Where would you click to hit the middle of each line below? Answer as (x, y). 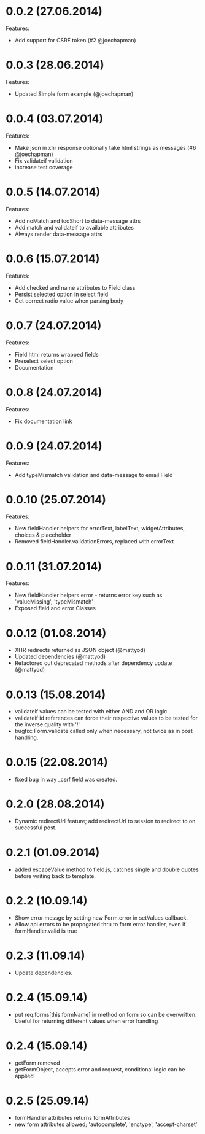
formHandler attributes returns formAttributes (72, 1117)
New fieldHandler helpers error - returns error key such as (88, 595)
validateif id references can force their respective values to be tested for (106, 718)
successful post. (36, 828)
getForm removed (37, 1063)
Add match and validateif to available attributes (74, 227)
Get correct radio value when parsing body (69, 301)
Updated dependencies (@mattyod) (60, 657)
